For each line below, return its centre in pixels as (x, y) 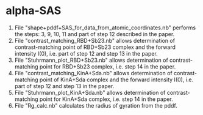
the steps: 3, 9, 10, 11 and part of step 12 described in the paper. (94, 34)
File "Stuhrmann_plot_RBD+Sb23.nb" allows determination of (91, 60)
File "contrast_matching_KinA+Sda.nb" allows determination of (94, 73)
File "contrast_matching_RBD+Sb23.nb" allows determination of (94, 40)
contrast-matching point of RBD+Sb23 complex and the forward (95, 47)
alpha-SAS (34, 11)
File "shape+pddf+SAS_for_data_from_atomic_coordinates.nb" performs (105, 28)
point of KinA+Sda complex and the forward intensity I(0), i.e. (116, 80)
